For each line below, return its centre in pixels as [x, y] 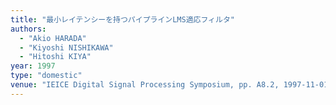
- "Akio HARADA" [53, 38]
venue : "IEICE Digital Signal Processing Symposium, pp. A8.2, [145, 85]
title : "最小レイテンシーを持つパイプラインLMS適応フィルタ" [122, 19]
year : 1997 [33, 66]
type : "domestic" [46, 76]
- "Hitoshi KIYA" [55, 57]
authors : [28, 29]
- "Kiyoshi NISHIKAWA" [66, 47]
